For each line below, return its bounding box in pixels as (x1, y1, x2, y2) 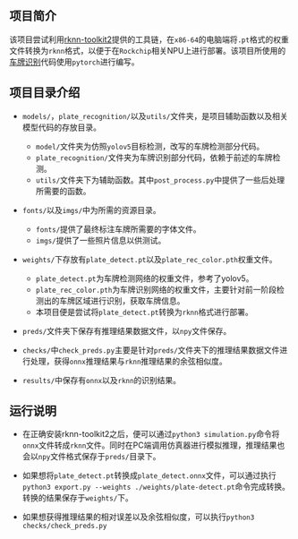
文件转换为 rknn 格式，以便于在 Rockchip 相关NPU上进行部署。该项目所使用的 (9, 45, 286, 56)
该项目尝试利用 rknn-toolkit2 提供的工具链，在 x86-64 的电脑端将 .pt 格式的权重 (9, 34, 289, 45)
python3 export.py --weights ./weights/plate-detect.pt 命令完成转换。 (21, 482, 291, 492)
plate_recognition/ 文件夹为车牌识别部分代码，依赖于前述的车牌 (35, 151, 273, 163)
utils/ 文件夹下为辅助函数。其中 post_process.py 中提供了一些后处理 (35, 174, 285, 185)
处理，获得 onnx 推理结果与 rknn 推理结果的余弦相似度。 (30, 355, 228, 366)
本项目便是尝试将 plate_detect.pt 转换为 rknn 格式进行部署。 (35, 306, 253, 317)
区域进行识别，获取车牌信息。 (74, 295, 185, 306)
